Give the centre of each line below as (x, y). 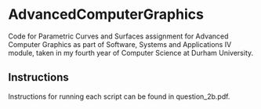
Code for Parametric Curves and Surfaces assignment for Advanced (118, 36)
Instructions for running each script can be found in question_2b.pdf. (119, 96)
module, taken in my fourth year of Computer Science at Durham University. (131, 53)
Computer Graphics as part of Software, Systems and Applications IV (120, 44)
